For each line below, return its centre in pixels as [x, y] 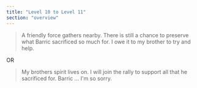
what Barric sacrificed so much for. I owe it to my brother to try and [106, 42]
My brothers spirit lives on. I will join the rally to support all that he [104, 71]
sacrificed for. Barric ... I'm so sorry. [66, 78]
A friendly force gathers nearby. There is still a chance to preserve [105, 35]
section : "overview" [33, 18]
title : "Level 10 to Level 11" [46, 12]
